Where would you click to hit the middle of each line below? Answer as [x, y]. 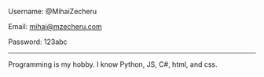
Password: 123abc [38, 42]
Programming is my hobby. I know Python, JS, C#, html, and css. [113, 64]
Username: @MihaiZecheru [53, 11]
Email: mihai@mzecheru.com [55, 26]
